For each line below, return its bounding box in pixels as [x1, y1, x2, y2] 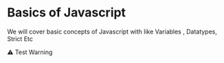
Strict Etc [7, 34, 33, 42]
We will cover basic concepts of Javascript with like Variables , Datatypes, [7, 27, 218, 36]
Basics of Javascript [7, 5, 126, 21]
